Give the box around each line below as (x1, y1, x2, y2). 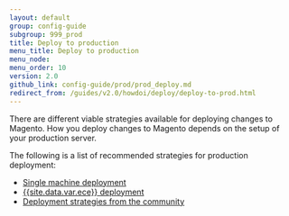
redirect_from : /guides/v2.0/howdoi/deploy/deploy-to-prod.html (9, 88, 256, 97)
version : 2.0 (9, 72, 59, 81)
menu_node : (9, 55, 51, 64)
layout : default (9, 13, 70, 22)
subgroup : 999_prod (9, 30, 83, 39)
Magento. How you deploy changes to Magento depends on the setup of (9, 122, 280, 133)
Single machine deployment (22, 176, 126, 187)
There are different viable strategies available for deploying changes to (9, 113, 274, 124)
